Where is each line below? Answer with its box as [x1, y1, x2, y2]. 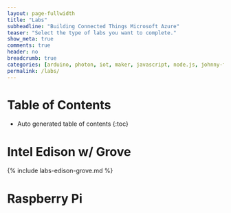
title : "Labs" [7, 16, 48, 23]
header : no [7, 49, 38, 56]
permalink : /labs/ [7, 67, 60, 74]
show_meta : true [7, 36, 54, 43]
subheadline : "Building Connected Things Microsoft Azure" [7, 23, 180, 30]
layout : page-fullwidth [7, 10, 76, 17]
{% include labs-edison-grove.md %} [7, 166, 113, 175]
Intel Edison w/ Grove [7, 144, 131, 159]
